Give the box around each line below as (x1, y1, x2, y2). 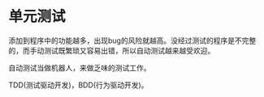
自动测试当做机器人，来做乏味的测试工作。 (8, 62, 151, 73)
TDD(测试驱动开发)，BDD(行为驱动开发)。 (8, 80, 149, 90)
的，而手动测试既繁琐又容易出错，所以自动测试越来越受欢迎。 (8, 45, 215, 55)
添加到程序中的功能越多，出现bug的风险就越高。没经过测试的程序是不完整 (8, 36, 257, 45)
